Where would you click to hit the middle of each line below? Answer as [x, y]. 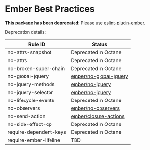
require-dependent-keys [37, 132]
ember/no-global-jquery [100, 76]
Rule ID [37, 44]
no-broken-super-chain [36, 68]
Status [100, 44]
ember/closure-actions [98, 116]
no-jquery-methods [31, 84]
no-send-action [26, 116]
